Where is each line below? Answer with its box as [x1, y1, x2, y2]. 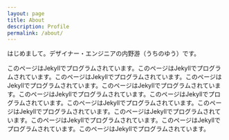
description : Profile [7, 23, 70, 30]
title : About [7, 17, 45, 24]
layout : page [7, 10, 45, 17]
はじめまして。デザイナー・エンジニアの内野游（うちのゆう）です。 [7, 49, 201, 58]
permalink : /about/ [7, 29, 64, 37]
